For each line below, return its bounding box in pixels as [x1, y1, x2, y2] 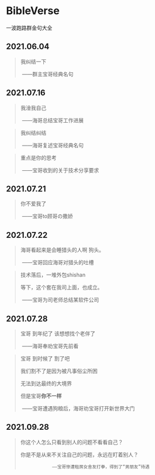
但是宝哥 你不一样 [20, 392, 62, 399]
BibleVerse [6, 4, 60, 18]
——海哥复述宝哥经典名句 [22, 142, 84, 149]
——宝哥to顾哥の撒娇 [22, 213, 73, 220]
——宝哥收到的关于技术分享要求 [22, 166, 99, 174]
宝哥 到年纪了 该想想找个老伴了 [20, 330, 95, 337]
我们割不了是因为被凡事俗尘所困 [20, 368, 98, 374]
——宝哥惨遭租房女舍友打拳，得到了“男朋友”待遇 [51, 464, 150, 470]
